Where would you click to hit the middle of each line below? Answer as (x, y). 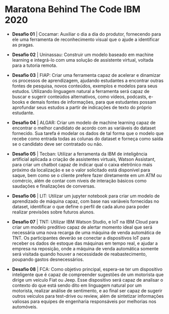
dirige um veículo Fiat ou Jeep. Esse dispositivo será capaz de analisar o (88, 280)
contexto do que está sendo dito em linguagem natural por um (77, 285)
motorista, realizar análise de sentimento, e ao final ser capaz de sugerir (87, 290)
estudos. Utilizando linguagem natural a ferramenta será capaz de (81, 91)
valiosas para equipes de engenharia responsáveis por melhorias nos (84, 301)
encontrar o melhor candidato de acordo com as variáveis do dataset (84, 128)
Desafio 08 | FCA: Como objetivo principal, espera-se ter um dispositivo (87, 269)
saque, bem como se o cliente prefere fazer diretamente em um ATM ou (87, 175)
